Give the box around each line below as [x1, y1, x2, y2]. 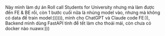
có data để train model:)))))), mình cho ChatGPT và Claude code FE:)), [5, 15, 150, 20]
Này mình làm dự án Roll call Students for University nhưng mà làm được [5, 4, 154, 10]
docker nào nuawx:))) [5, 25, 50, 31]
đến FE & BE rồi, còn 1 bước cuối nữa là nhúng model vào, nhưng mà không [5, 9, 160, 15]
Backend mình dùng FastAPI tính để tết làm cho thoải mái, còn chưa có [5, 20, 151, 26]
